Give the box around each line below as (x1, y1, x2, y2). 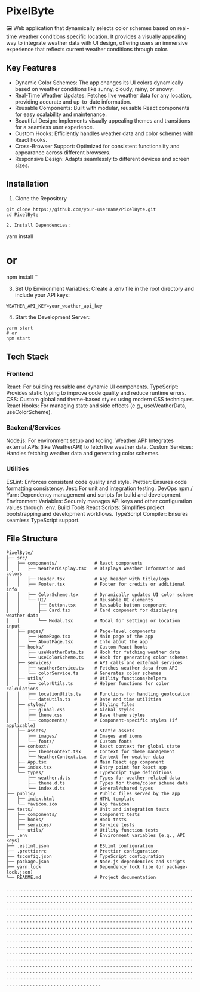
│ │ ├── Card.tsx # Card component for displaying (6, 607, 178, 613)
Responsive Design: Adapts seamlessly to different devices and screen (14, 155, 190, 162)
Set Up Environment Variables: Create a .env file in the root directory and (14, 285, 194, 292)
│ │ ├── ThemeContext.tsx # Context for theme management (6, 748, 175, 754)
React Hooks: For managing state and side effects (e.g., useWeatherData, (6, 402, 187, 409)
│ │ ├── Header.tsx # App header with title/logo (6, 576, 170, 582)
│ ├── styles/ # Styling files (6, 701, 135, 707)
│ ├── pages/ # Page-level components (6, 628, 156, 634)
